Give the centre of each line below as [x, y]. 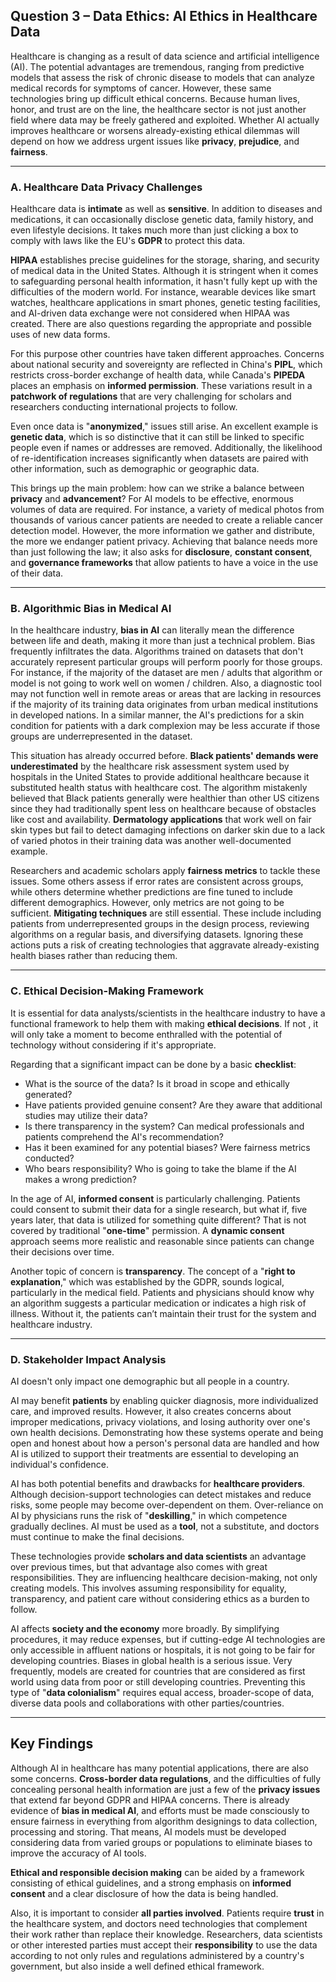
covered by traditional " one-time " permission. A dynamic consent [147, 1230]
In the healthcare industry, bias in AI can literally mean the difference [152, 630]
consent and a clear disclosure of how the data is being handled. [144, 1893]
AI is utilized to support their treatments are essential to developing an [154, 1453]
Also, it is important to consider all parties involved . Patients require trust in [167, 1913]
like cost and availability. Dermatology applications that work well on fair [161, 820]
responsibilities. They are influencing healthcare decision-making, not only [164, 1577]
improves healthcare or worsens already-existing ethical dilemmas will [155, 130]
